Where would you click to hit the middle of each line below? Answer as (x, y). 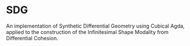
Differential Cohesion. (32, 38)
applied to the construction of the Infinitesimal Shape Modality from (87, 32)
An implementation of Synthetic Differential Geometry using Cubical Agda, (96, 26)
